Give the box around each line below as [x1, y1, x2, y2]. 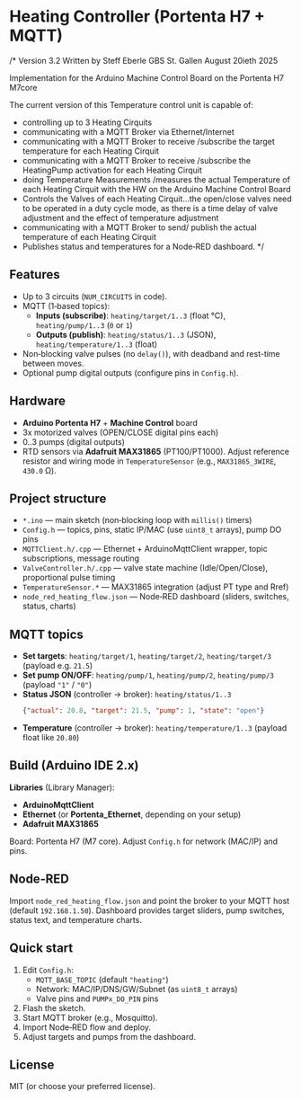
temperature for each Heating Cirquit [22, 146, 160, 156]
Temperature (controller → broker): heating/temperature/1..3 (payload [22, 723, 288, 733]
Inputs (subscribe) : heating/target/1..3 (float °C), [35, 310, 226, 321]
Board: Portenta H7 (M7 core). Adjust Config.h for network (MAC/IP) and [9, 836, 279, 847]
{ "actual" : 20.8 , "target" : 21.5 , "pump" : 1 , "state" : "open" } [22, 706, 265, 715]
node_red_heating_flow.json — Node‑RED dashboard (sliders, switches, [22, 591, 289, 602]
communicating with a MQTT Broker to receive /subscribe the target [22, 136, 276, 146]
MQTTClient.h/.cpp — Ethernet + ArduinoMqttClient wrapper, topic [22, 544, 268, 554]
